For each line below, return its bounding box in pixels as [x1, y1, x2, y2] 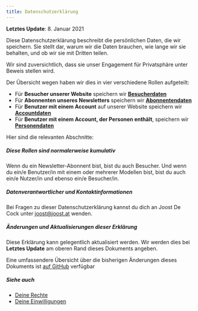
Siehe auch [6, 276, 35, 284]
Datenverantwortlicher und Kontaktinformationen [6, 188, 133, 195]
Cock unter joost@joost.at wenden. [6, 210, 93, 217]
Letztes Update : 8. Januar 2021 [6, 25, 84, 32]
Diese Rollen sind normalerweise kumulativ [6, 147, 116, 154]
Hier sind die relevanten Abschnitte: [6, 133, 94, 141]
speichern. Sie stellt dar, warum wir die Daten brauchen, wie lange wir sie [6, 43, 186, 50]
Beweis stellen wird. [6, 67, 55, 74]
